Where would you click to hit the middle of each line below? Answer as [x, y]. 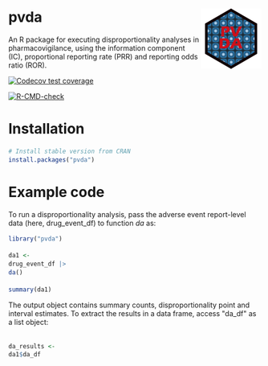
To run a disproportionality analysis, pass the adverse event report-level [127, 214]
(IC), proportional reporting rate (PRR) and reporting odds [103, 56]
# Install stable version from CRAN [69, 151]
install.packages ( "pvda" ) [51, 160]
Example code [57, 192]
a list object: [28, 322]
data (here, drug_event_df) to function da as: [82, 223]
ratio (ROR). [28, 65]
